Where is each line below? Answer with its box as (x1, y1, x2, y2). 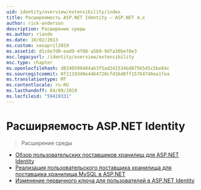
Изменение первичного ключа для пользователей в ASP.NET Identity (15, 177, 195, 184)
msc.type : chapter (6, 59, 53, 65)
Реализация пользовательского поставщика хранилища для (15, 164, 172, 171)
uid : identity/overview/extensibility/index (6, 8, 121, 15)
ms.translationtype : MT (6, 76, 67, 82)
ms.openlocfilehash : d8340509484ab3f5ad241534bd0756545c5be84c (6, 65, 170, 71)
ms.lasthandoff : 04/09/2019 (6, 88, 78, 94)
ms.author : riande (6, 31, 53, 38)
